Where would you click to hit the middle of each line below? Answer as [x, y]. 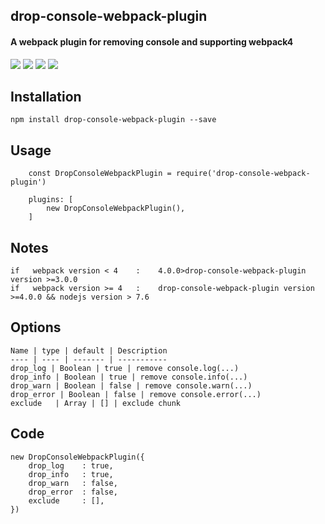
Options [36, 327]
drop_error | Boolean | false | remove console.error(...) [136, 394]
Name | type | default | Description [89, 350]
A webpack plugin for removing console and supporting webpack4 [152, 41]
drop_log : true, [71, 465]
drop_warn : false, [73, 483]
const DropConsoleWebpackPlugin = [100, 174]
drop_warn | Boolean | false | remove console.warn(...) [131, 385]
